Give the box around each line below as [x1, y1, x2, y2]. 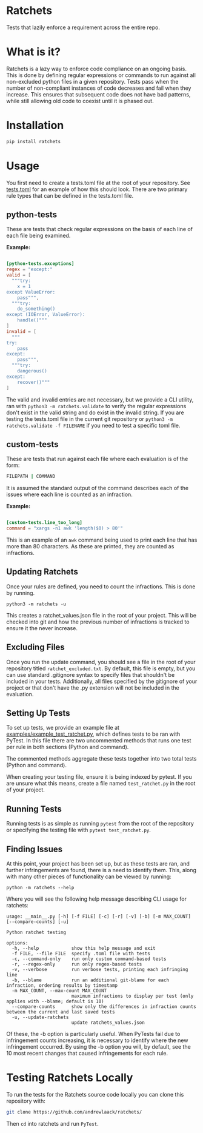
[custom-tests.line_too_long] [6, 520, 83, 526]
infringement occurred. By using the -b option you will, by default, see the [6, 1043, 191, 1051]
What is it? [6, 45, 61, 59]
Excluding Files [6, 642, 65, 653]
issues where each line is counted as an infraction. [6, 491, 133, 498]
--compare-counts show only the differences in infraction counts [12, 1004, 197, 1010]
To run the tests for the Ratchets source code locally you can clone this [6, 1091, 184, 1098]
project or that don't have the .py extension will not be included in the [6, 684, 180, 691]
